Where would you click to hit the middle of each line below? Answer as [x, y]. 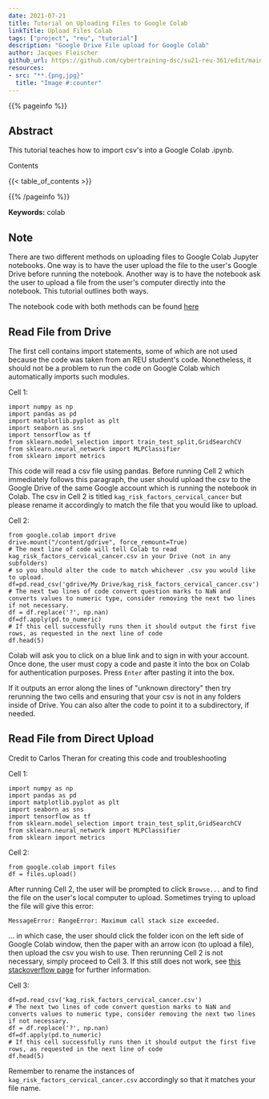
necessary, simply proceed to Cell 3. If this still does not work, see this [125, 961]
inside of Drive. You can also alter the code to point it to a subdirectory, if [129, 705]
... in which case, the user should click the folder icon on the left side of [126, 935]
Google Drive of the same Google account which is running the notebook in [132, 488]
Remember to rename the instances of [71, 1071]
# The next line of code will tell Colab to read [93, 549]
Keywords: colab [37, 213]
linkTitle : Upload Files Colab [60, 30]
